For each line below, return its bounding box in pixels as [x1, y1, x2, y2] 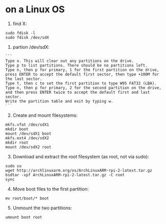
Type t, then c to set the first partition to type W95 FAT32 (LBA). [5, 80, 157, 86]
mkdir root [5, 140, 29, 145]
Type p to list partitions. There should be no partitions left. [5, 63, 148, 68]
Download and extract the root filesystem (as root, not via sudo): [12, 153, 150, 159]
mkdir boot [5, 127, 29, 132]
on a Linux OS [5, 4, 65, 15]
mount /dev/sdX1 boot [5, 131, 52, 136]
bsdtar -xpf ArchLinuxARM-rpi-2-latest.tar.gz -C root [5, 172, 125, 177]
